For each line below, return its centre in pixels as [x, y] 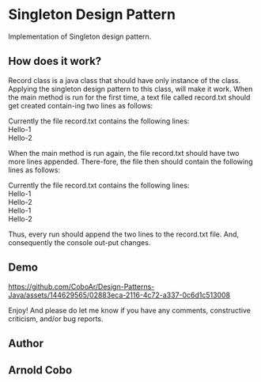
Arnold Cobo [40, 371]
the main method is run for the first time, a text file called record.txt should [129, 97]
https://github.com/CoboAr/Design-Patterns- [81, 286]
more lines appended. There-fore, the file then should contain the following [130, 161]
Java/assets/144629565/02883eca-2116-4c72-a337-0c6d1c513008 [119, 295]
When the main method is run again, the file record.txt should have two [124, 153]
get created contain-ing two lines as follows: [81, 105]
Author [26, 343]
